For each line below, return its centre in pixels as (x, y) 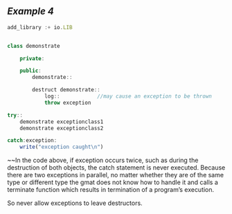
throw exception (68, 102)
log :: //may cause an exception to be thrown (128, 96)
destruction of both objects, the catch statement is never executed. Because (116, 168)
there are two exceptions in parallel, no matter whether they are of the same (115, 175)
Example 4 (30, 11)
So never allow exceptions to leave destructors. (75, 203)
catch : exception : (32, 141)
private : (32, 58)
